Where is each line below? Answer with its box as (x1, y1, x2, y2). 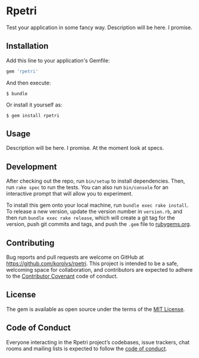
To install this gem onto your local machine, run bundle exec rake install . (6, 202, 189, 209)
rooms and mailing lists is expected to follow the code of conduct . (6, 345, 168, 352)
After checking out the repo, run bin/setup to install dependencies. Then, (6, 177, 185, 185)
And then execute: (6, 79, 51, 86)
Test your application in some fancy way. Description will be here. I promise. (6, 24, 192, 31)
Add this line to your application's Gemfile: (6, 56, 110, 64)
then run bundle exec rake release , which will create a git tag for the (6, 214, 175, 221)
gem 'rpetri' (6, 68, 39, 74)
